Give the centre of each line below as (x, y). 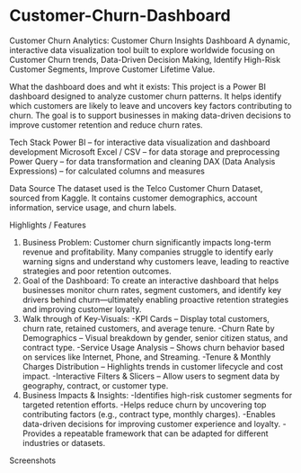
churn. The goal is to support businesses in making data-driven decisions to (150, 115)
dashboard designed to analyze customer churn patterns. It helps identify (146, 96)
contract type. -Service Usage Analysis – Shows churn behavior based (153, 347)
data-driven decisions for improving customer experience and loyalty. (151, 424)
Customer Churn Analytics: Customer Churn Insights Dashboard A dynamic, (150, 40)
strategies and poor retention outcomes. (97, 271)
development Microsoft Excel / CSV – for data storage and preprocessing (145, 152)
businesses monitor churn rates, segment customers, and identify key (151, 290)
